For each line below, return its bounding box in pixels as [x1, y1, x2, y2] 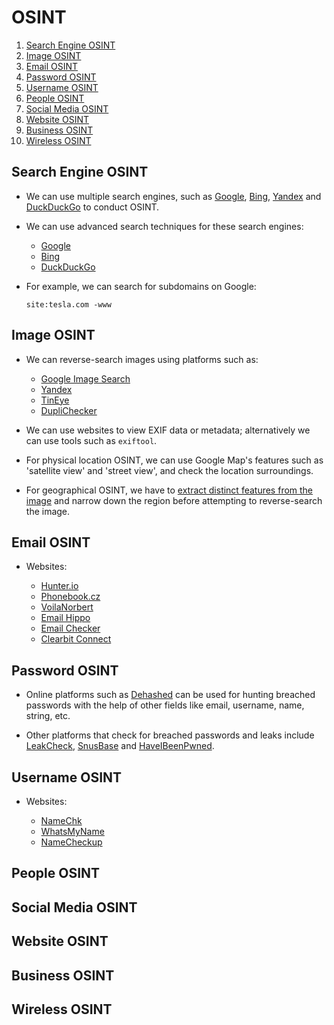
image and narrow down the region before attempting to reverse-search [25, 494, 323, 506]
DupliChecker [40, 404, 98, 416]
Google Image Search [40, 372, 131, 385]
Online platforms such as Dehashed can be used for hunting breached [25, 689, 316, 701]
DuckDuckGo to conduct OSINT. [25, 201, 160, 213]
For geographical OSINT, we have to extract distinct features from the [25, 484, 314, 496]
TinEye [40, 394, 70, 406]
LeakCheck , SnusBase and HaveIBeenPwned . [25, 740, 215, 752]
